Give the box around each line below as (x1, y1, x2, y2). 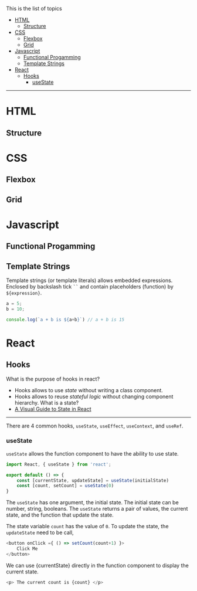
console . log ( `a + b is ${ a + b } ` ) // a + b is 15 (6, 317, 125, 322)
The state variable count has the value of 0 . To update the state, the (6, 523, 169, 530)
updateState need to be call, (6, 529, 74, 536)
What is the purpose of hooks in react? (6, 375, 100, 382)
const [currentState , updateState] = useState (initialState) (16, 477, 169, 483)
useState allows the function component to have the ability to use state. (6, 450, 179, 457)
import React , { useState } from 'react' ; (6, 461, 111, 467)
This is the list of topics (6, 5, 63, 12)
